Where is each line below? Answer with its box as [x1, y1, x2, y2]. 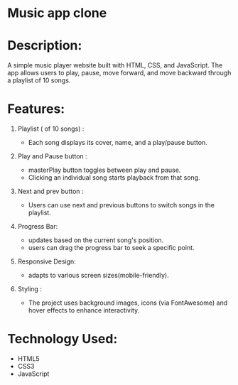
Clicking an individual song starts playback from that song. [28, 173, 200, 182]
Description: [7, 38, 82, 54]
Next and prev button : [17, 187, 84, 196]
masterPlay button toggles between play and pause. [28, 166, 181, 175]
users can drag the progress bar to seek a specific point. [28, 244, 195, 252]
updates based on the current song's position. [28, 236, 164, 244]
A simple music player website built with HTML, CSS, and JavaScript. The [7, 61, 223, 70]
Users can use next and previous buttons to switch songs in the [28, 201, 215, 210]
